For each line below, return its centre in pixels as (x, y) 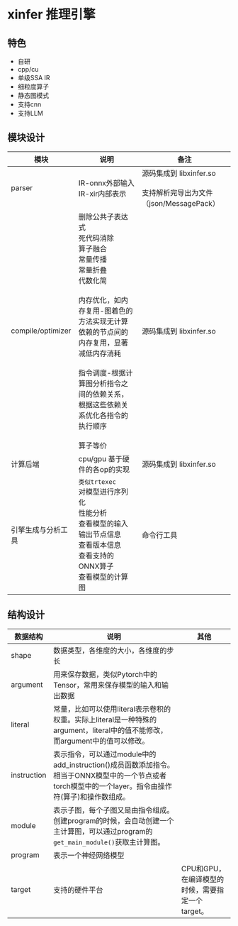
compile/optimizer (41, 331)
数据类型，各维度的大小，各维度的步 (113, 650)
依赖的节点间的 (103, 332)
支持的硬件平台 (78, 890)
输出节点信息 (100, 534)
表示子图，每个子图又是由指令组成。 (113, 810)
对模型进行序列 (103, 492)
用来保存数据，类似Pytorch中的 (105, 674)
